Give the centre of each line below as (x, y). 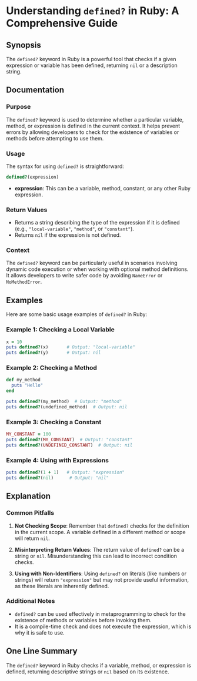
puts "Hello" (27, 385)
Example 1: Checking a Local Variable (60, 330)
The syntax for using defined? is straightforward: (65, 166)
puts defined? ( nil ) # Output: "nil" (58, 478)
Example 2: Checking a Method (51, 368)
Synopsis (24, 45)
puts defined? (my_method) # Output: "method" (64, 402)
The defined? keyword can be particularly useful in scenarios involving (92, 263)
